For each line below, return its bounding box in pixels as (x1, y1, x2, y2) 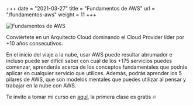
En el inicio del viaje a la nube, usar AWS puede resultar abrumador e (6, 51, 173, 58)
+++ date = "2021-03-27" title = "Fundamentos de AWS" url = (6, 5, 156, 12)
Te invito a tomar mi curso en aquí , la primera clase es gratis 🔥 (6, 93, 157, 100)
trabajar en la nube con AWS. (6, 82, 77, 89)
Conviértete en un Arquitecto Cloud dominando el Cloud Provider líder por (6, 34, 185, 40)
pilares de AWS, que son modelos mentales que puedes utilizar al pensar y (6, 76, 186, 83)
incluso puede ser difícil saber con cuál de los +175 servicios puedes (6, 58, 173, 64)
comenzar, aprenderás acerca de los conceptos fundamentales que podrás (6, 63, 188, 70)
